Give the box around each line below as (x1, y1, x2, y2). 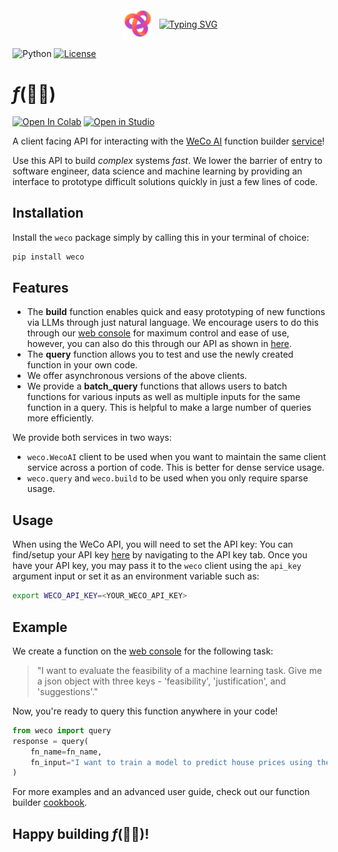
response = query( (12, 736, 89, 746)
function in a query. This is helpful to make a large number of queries (26, 402, 312, 414)
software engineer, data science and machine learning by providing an (12, 165, 303, 177)
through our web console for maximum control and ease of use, (26, 327, 290, 339)
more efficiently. (26, 412, 95, 424)
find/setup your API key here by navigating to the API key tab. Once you (12, 549, 308, 561)
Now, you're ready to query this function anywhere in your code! (12, 705, 279, 717)
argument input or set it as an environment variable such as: (12, 570, 260, 582)
